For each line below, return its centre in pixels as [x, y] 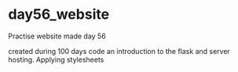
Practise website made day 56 [57, 36]
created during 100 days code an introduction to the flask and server [119, 51]
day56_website [59, 14]
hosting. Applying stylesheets [56, 59]
